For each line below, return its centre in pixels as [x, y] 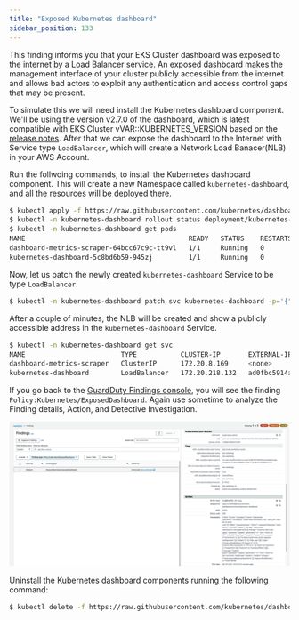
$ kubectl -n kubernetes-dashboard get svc [91, 345]
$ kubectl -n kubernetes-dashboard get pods [93, 229]
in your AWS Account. [49, 157]
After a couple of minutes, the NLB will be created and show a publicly [138, 318]
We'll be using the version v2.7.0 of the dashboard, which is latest [129, 119]
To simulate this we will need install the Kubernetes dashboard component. [147, 109]
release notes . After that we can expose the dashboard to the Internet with [145, 138]
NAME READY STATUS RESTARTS [151, 239]
